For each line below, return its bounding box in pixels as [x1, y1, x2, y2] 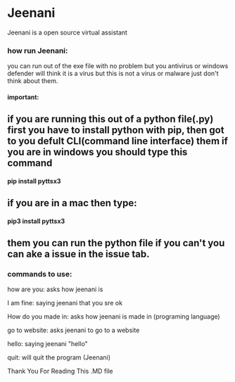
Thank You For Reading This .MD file [7, 367, 114, 376]
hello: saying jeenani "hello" [7, 340, 88, 348]
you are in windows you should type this [7, 146, 188, 158]
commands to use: [7, 269, 72, 279]
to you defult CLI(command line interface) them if [7, 135, 229, 147]
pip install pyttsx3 [7, 177, 61, 185]
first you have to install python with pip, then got [7, 125, 224, 136]
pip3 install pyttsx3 [7, 217, 65, 225]
